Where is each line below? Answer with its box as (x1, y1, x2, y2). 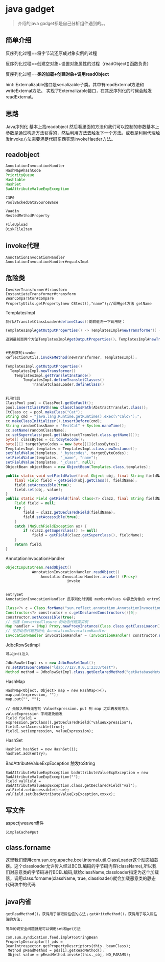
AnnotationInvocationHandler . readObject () (31, 569, 120, 574)
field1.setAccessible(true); (5, 724, 65, 729)
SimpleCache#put (5, 830, 39, 835)
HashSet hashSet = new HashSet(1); (5, 746, 78, 751)
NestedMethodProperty (5, 213, 50, 218)
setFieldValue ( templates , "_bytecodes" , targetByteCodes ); (5, 451, 129, 456)
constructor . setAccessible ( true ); (5, 615, 76, 620)
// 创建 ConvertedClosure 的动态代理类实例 (5, 619, 89, 624)
